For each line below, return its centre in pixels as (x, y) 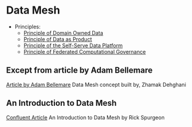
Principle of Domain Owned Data (63, 32)
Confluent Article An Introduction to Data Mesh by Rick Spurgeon (85, 117)
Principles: (27, 27)
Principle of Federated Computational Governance (84, 51)
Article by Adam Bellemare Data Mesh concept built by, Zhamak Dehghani (96, 84)
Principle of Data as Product (58, 39)
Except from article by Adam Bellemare (79, 71)
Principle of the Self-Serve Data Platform (73, 45)
